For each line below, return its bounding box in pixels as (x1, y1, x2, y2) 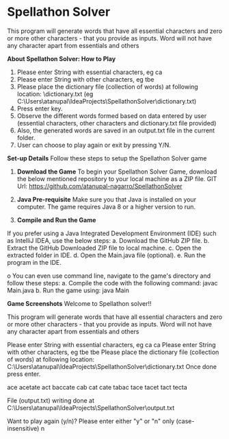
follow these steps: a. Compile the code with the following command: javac (7, 278, 218, 287)
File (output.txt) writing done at (7, 396, 94, 405)
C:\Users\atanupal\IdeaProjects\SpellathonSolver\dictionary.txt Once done (7, 362, 217, 370)
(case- (176, 416, 195, 425)
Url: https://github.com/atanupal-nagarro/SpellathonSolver (16, 182, 183, 190)
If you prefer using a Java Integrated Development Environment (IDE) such (7, 229, 217, 237)
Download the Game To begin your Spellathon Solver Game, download (16, 167, 217, 176)
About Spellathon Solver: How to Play (7, 54, 116, 62)
